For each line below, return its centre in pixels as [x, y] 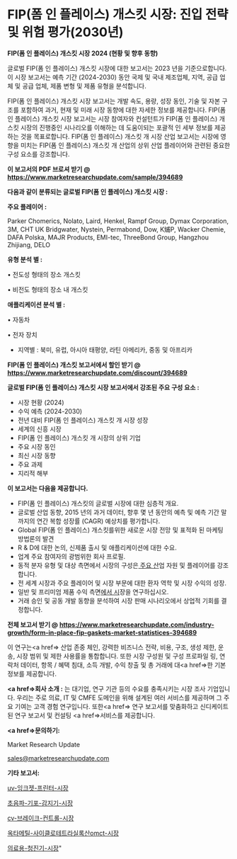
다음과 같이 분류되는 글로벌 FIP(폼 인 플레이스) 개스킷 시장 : [88, 191]
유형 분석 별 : [25, 259]
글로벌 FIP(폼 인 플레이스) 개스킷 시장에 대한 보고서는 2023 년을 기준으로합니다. [117, 68]
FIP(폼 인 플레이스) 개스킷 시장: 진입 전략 [118, 15]
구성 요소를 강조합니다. [39, 154]
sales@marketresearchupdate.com [58, 758]
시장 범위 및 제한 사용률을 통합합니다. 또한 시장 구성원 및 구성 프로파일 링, [117, 656]
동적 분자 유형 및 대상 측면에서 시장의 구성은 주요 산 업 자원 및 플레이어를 [116, 565]
